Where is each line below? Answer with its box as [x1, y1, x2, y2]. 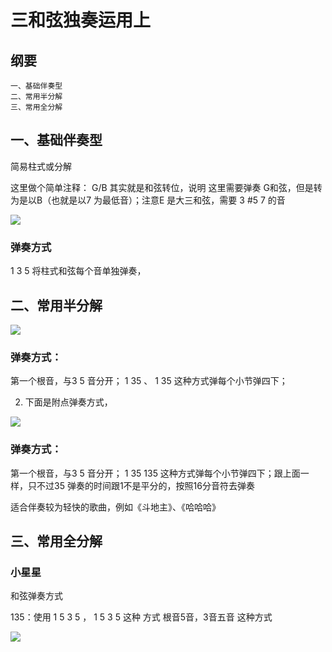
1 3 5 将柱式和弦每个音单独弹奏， [10, 265, 147, 277]
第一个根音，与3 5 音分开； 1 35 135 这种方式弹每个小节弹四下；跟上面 [10, 467, 301, 479]
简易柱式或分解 [10, 160, 72, 172]
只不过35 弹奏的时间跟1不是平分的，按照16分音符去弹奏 [27, 479, 255, 491]
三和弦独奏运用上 [10, 9, 152, 32]
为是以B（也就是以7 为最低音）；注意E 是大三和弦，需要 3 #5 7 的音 [10, 194, 286, 206]
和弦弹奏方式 [10, 590, 63, 602]
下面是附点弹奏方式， [24, 396, 113, 408]
